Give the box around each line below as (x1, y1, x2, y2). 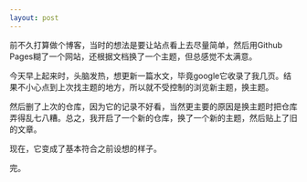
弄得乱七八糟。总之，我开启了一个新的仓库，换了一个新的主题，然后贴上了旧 (9, 112, 298, 123)
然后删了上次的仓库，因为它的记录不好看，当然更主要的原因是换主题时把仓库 (9, 101, 298, 112)
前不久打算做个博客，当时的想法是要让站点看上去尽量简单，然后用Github (9, 39, 283, 50)
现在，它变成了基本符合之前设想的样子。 (9, 143, 162, 154)
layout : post (9, 13, 59, 23)
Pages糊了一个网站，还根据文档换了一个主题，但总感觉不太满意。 (9, 51, 258, 62)
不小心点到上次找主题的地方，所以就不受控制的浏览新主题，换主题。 (16, 81, 274, 92)
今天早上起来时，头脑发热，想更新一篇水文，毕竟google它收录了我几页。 (9, 70, 284, 81)
